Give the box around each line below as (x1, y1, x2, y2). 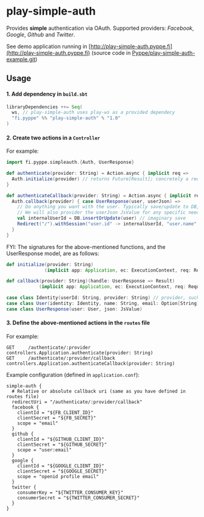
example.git (6, 55, 36, 63)
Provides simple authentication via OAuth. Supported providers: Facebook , (6, 24, 194, 32)
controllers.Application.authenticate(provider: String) (6, 350, 154, 356)
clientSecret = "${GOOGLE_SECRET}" (17, 468, 107, 474)
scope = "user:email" (17, 447, 72, 453)
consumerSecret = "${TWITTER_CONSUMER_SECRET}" (17, 495, 140, 501)
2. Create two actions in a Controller (6, 134, 100, 141)
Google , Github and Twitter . (6, 30, 75, 38)
